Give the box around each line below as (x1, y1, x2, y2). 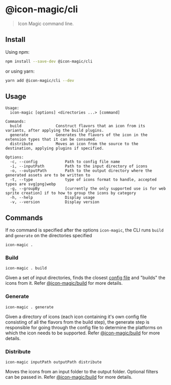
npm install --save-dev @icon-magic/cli (5, 59, 93, 64)
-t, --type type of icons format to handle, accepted (10, 177, 157, 183)
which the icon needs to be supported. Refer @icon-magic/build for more (5, 330, 160, 336)
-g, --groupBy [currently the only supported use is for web (10, 186, 166, 191)
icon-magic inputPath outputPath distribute (5, 359, 102, 365)
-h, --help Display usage (10, 195, 95, 200)
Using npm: (5, 49, 30, 55)
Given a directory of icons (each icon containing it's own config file (5, 313, 147, 320)
